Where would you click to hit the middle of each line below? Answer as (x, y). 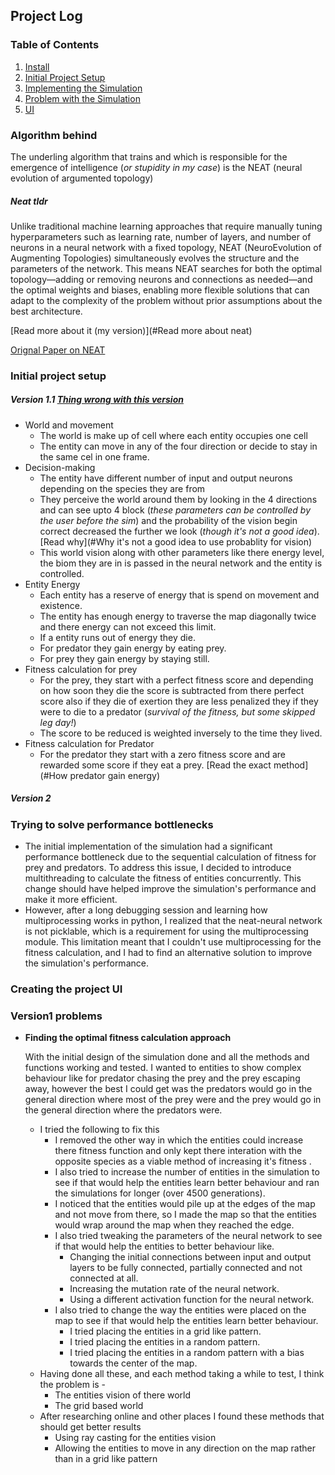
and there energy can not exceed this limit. (128, 626)
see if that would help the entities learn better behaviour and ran (187, 1183)
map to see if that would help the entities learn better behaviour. (186, 1321)
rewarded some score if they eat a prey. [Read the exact (155, 765)
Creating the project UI (66, 989)
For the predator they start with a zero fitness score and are (163, 754)
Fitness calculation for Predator (89, 743)
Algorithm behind (54, 135)
